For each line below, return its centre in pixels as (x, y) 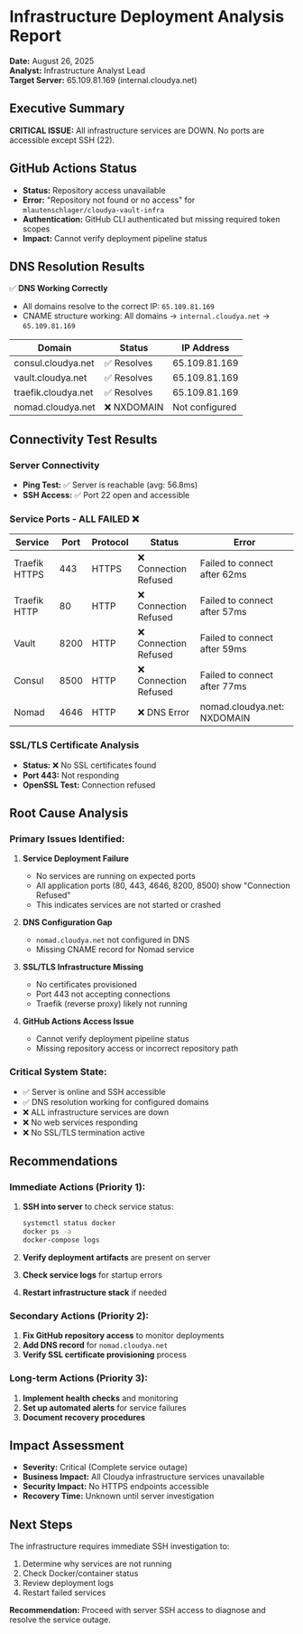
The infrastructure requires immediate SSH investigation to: (119, 1546)
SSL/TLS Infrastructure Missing (83, 967)
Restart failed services (64, 1592)
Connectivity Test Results (83, 439)
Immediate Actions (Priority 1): (78, 1186)
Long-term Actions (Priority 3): (79, 1378)
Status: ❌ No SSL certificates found (89, 765)
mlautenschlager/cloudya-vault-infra (93, 210)
